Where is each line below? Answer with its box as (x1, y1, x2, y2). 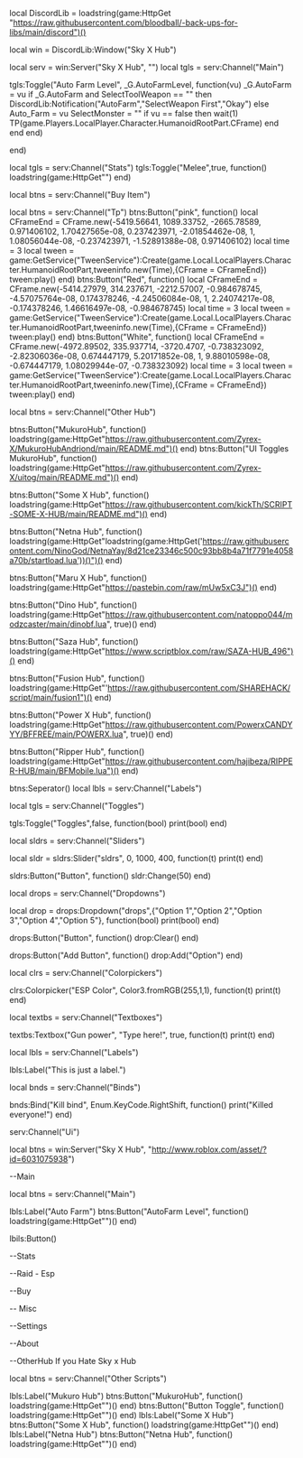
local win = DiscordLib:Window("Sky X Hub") (9, 44, 178, 55)
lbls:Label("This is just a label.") (9, 1064, 126, 1075)
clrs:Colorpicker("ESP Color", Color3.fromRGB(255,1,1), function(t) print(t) (9, 985, 281, 996)
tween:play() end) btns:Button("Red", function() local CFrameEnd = (9, 274, 259, 284)
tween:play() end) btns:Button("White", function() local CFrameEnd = (9, 331, 265, 342)
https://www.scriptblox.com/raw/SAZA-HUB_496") (105, 645, 294, 656)
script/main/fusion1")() (9, 692, 93, 702)
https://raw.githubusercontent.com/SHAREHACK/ (107, 683, 291, 693)
